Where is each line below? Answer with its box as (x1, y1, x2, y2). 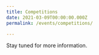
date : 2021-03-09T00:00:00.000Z (6, 15, 88, 21)
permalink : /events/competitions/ (6, 20, 94, 26)
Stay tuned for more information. (6, 42, 88, 49)
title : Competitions (6, 8, 59, 15)
